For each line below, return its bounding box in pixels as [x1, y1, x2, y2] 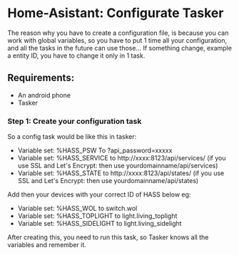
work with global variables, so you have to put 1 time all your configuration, [7, 36, 228, 44]
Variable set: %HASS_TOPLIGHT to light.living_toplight [17, 212, 178, 220]
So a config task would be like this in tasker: [7, 132, 137, 141]
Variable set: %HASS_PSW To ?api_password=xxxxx [17, 146, 173, 155]
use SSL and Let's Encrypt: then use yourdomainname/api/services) [17, 162, 218, 170]
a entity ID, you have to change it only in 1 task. [7, 51, 146, 60]
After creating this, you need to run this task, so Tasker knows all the [7, 233, 209, 241]
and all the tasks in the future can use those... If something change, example [7, 43, 232, 52]
